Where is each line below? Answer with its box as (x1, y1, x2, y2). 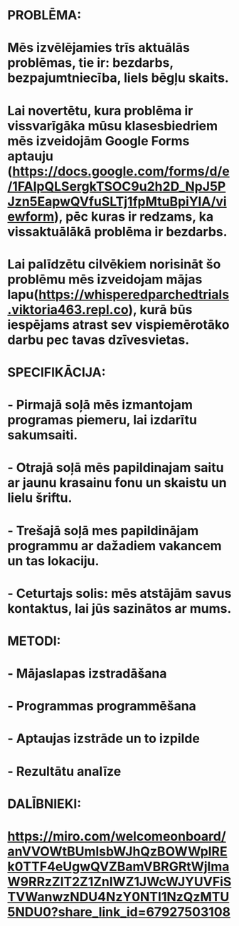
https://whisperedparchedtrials (38, 286, 230, 302)
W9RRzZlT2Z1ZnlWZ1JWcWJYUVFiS (7, 874, 232, 890)
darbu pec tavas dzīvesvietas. (7, 332, 190, 348)
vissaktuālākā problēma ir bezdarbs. (7, 223, 228, 240)
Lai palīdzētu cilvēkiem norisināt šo (7, 256, 221, 272)
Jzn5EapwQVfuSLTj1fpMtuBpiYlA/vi (7, 193, 227, 209)
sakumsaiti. (7, 427, 78, 443)
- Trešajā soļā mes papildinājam (7, 522, 199, 539)
